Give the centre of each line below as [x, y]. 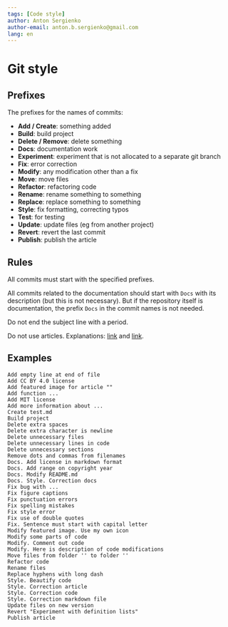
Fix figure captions [38, 493]
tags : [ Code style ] [36, 14]
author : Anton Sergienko [44, 21]
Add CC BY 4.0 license [41, 381]
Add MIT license [31, 400]
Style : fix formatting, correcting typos [73, 209]
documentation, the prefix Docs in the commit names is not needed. [106, 309]
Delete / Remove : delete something [70, 141]
